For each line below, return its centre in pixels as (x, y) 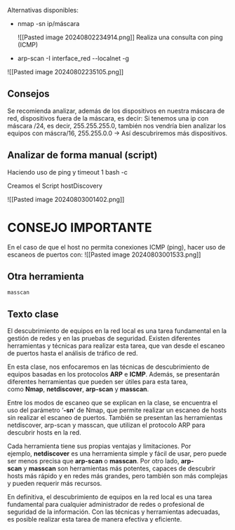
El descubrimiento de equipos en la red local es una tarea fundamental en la (117, 331)
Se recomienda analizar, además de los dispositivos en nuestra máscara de (116, 111)
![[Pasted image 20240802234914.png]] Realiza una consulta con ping (120, 37)
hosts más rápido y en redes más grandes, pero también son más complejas (117, 476)
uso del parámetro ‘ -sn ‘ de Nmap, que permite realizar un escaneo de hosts (117, 410)
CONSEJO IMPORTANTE (80, 227)
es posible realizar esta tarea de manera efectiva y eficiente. (95, 519)
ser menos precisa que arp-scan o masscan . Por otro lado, (93, 461)
